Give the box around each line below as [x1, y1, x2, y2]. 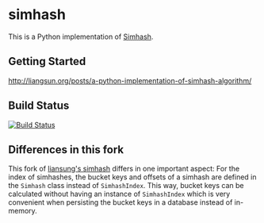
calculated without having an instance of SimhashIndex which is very [8, 189, 231, 199]
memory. [8, 206, 37, 216]
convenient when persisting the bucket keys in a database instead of [8, 198, 233, 207]
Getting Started [8, 55, 86, 68]
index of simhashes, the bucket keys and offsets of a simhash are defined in [8, 172, 257, 182]
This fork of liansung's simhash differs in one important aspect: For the [8, 164, 240, 174]
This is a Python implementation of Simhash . [8, 32, 154, 41]
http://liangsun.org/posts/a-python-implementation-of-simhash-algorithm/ [8, 75, 252, 85]
